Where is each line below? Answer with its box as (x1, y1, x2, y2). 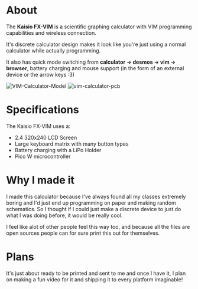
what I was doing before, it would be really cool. (6, 212, 123, 219)
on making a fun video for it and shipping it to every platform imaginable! (6, 275, 183, 283)
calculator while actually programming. (6, 47, 101, 54)
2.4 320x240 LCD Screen (14, 134, 77, 141)
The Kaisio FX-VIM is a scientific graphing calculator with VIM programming (6, 23, 192, 30)
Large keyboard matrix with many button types (14, 140, 129, 147)
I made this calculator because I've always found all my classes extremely (6, 193, 186, 200)
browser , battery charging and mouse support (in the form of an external (6, 64, 184, 71)
